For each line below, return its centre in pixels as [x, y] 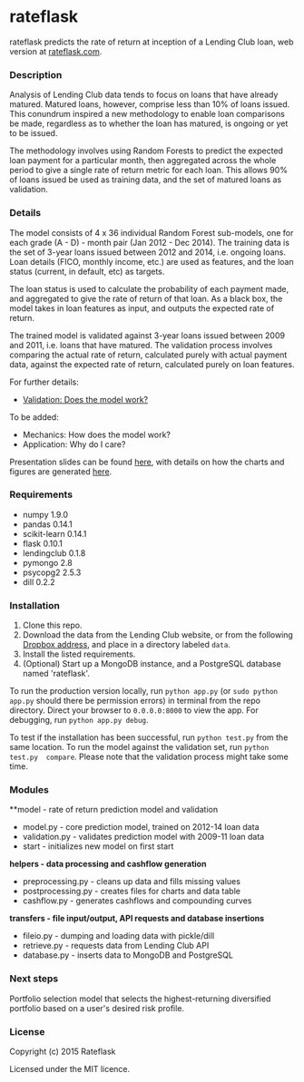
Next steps [34, 979]
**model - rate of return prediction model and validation [114, 810]
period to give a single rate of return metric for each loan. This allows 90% [149, 171]
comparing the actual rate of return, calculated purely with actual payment [148, 355]
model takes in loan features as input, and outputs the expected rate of [142, 308]
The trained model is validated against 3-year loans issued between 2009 [147, 335]
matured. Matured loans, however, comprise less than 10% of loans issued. [150, 104]
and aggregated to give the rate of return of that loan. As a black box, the [146, 298]
